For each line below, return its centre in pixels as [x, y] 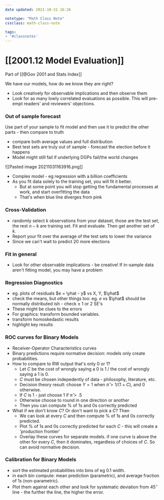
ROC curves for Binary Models [42, 337]
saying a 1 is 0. [34, 374]
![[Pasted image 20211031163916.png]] [44, 167]
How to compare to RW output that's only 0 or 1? [61, 364]
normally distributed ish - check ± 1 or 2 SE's [57, 304]
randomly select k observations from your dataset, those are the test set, [86, 221]
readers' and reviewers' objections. [59, 104]
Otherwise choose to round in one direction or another [74, 400]
